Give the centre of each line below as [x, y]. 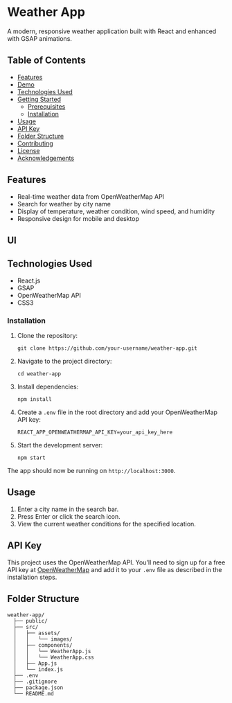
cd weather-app [39, 374]
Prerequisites [46, 106]
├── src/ [26, 627]
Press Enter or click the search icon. [69, 516]
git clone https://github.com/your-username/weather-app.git [107, 348]
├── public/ [31, 621]
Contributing [35, 143]
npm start [32, 458]
